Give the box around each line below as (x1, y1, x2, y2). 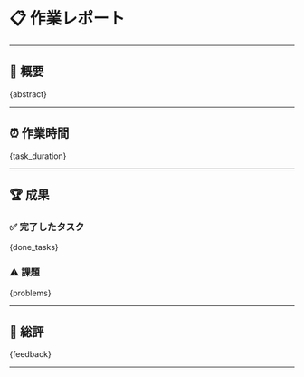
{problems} (9, 287, 52, 298)
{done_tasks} (9, 242, 59, 253)
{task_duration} (9, 150, 67, 161)
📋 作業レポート (9, 8, 126, 29)
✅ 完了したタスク (9, 220, 85, 233)
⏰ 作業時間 (9, 126, 70, 141)
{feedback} (9, 349, 52, 360)
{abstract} (9, 88, 48, 100)
